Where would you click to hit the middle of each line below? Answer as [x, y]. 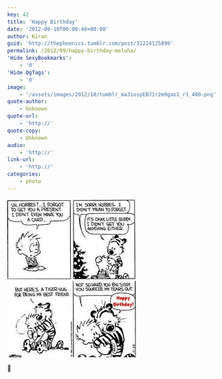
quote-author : [27, 102]
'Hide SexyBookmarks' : [40, 58]
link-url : [21, 160]
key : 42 [18, 14]
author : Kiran [27, 36]
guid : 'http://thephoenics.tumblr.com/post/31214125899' [90, 44]
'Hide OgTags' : [29, 72]
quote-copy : [24, 131]
